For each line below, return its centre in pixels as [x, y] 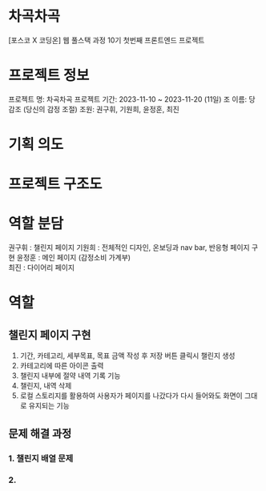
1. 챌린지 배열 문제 [41, 458]
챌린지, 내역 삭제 [46, 386]
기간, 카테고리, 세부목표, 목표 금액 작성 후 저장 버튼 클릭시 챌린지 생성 [127, 356]
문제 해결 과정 [40, 433]
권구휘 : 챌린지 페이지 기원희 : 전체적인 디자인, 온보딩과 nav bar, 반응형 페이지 [129, 248]
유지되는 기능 [49, 406]
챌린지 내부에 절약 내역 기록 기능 [70, 376]
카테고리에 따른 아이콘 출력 [62, 366]
